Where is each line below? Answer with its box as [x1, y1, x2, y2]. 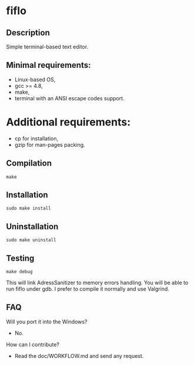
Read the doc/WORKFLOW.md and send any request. [14, 352, 144, 359]
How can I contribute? [6, 341, 60, 348]
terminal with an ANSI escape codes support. [14, 94, 125, 101]
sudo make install [6, 205, 51, 212]
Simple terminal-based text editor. [6, 43, 89, 50]
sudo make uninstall [6, 237, 57, 243]
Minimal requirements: [6, 60, 91, 70]
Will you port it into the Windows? [6, 318, 88, 325]
